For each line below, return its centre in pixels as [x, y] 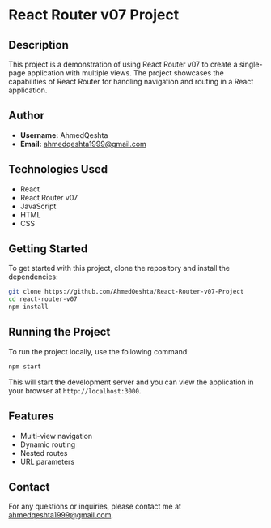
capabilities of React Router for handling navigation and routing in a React [131, 82]
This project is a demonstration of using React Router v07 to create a [123, 64]
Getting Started [48, 249]
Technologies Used [58, 169]
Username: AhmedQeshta [64, 135]
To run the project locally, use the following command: [99, 351]
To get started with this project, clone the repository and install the [119, 268]
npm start [25, 367]
